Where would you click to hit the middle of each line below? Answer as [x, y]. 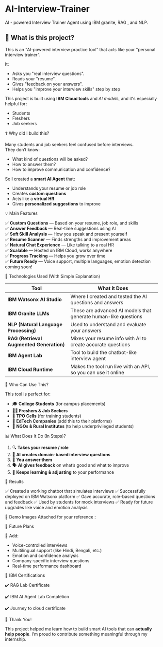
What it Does [113, 288]
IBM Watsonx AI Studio [35, 299]
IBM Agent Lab [25, 355]
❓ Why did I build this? [27, 133]
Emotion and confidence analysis [45, 555]
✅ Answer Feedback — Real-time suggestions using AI [61, 228]
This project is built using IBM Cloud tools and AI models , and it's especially [81, 98]
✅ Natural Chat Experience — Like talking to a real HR [59, 245]
